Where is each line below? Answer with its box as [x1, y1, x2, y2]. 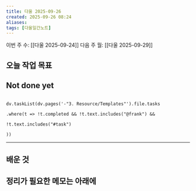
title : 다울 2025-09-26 [6, 8, 61, 15]
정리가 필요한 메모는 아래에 [6, 176, 96, 186]
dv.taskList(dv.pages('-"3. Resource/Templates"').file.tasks [6, 101, 160, 107]
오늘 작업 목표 [6, 60, 52, 70]
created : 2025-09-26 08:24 [6, 14, 72, 20]
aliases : [6, 19, 27, 25]
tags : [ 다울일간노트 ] [6, 25, 51, 31]
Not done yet [6, 81, 54, 91]
